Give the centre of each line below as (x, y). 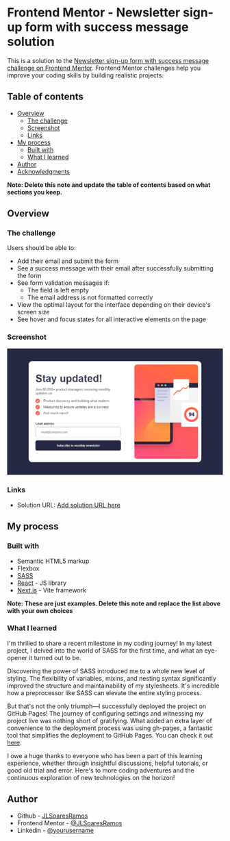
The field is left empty (58, 290)
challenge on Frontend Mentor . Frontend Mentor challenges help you (104, 68)
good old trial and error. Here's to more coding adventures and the (101, 770)
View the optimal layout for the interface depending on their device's (114, 305)
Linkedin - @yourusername (55, 830)
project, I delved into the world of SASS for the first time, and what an (105, 650)
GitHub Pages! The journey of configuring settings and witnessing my (105, 713)
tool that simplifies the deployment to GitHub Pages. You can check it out (110, 735)
